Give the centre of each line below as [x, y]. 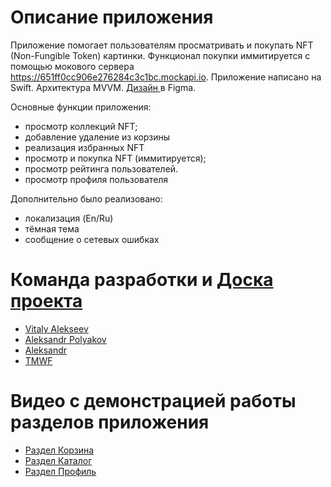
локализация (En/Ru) [69, 218]
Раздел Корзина [59, 450]
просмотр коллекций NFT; [81, 126]
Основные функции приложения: [81, 107]
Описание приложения [112, 17]
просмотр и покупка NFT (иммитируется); [115, 158]
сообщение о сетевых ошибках [92, 239]
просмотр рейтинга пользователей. [101, 168]
